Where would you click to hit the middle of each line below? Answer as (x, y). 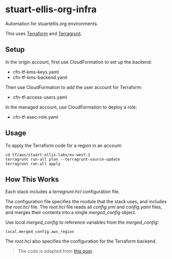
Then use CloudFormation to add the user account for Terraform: (74, 87)
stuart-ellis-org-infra (51, 9)
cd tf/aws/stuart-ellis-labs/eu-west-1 (48, 155)
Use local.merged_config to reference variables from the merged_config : (82, 222)
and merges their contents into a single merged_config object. (71, 212)
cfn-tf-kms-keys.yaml (36, 72)
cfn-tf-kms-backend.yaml (40, 77)
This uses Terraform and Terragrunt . (44, 33)
